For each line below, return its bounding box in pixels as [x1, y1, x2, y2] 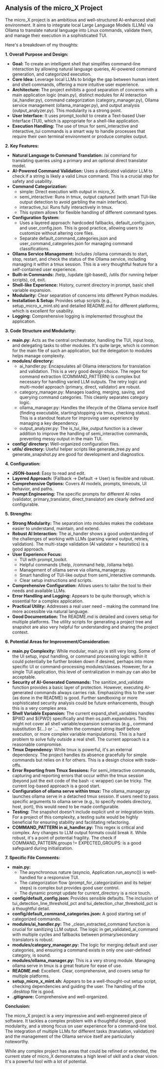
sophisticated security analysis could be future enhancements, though [12, 700, 154, 706]
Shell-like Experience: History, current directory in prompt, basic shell [12, 282, 154, 288]
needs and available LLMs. [12, 588, 66, 594]
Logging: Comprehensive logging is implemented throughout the [12, 313, 143, 319]
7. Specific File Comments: [5, 854, 60, 861]
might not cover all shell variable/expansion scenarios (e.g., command [12, 720, 153, 726]
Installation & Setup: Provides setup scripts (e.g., [12, 297, 112, 303]
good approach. [12, 546, 45, 552]
